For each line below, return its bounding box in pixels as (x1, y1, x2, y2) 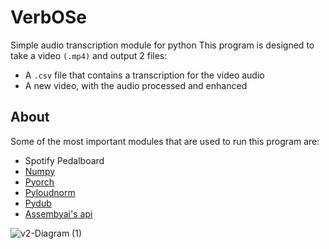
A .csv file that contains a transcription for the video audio (24, 69, 265, 81)
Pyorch (24, 176, 55, 188)
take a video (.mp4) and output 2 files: (10, 49, 168, 61)
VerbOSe (10, 6, 87, 29)
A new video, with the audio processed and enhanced (24, 79, 248, 91)
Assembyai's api (24, 207, 93, 220)
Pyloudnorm (24, 186, 76, 198)
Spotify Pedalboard (24, 154, 105, 166)
